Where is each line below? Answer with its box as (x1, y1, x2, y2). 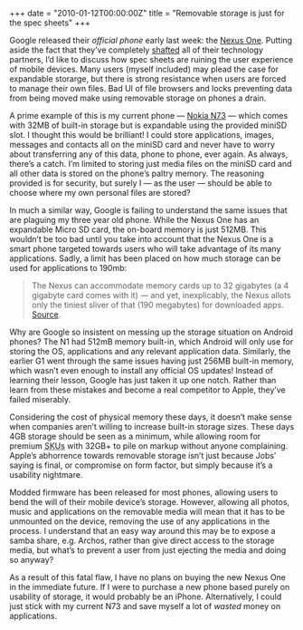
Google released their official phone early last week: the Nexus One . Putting (9, 35, 292, 45)
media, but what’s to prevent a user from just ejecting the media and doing (9, 545, 287, 556)
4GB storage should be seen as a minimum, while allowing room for (9, 431, 261, 441)
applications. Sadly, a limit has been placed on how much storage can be (9, 253, 281, 264)
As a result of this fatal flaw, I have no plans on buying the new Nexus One (9, 572, 287, 583)
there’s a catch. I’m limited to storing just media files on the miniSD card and (9, 159, 292, 169)
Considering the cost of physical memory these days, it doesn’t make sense (9, 412, 292, 422)
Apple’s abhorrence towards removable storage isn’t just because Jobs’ (9, 451, 277, 460)
